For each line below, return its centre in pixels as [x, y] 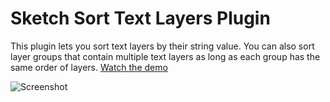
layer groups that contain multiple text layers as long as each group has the [165, 56]
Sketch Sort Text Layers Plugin [140, 18]
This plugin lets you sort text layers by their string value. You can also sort [162, 46]
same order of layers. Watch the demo [89, 67]
